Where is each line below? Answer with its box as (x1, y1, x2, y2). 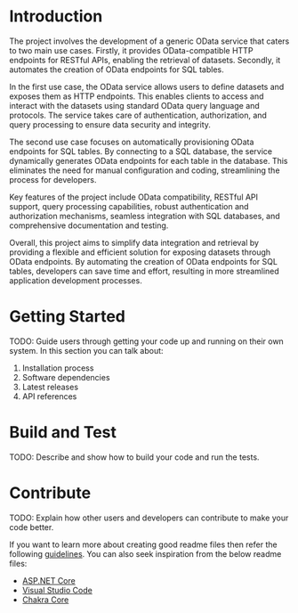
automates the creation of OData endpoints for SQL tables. (9, 64, 224, 75)
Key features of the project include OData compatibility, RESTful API (9, 192, 259, 202)
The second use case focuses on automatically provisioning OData (9, 136, 254, 147)
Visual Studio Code (21, 584, 93, 595)
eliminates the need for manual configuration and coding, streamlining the (9, 165, 280, 176)
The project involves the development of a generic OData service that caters (9, 36, 290, 46)
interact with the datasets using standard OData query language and (9, 100, 260, 110)
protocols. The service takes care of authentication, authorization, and (9, 110, 267, 120)
